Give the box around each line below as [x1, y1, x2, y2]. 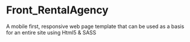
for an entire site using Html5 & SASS [6, 29, 96, 36]
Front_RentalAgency [6, 3, 109, 17]
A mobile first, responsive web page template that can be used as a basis [6, 23, 185, 30]
